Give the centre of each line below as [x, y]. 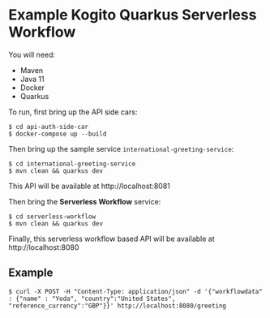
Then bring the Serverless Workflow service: [85, 201]
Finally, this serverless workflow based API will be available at [111, 238]
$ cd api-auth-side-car [49, 127]
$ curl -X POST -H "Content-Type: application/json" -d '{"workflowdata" [136, 291]
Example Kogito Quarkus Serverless [133, 15]
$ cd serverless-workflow [52, 217]
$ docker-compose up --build [58, 134]
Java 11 [32, 79]
